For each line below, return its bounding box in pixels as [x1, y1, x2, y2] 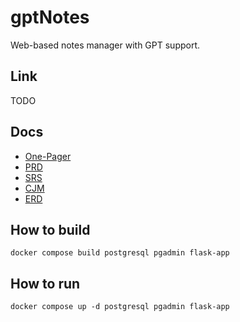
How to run [10, 275, 81, 292]
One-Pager [24, 150, 72, 162]
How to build [10, 221, 91, 238]
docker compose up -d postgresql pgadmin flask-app [10, 302, 230, 312]
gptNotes [10, 6, 90, 29]
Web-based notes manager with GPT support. [10, 39, 201, 51]
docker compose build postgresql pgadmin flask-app [10, 248, 230, 258]
